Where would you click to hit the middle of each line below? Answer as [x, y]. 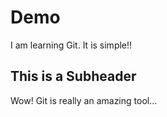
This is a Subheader [73, 76]
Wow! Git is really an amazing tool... [84, 100]
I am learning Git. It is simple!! [71, 45]
